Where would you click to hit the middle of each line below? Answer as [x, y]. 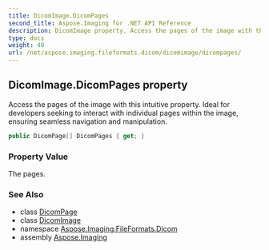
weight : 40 [26, 46]
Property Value [38, 157]
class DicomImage [50, 220]
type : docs [26, 38]
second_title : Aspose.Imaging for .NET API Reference [100, 23]
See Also [26, 194]
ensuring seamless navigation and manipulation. [88, 121]
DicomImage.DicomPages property [98, 85]
